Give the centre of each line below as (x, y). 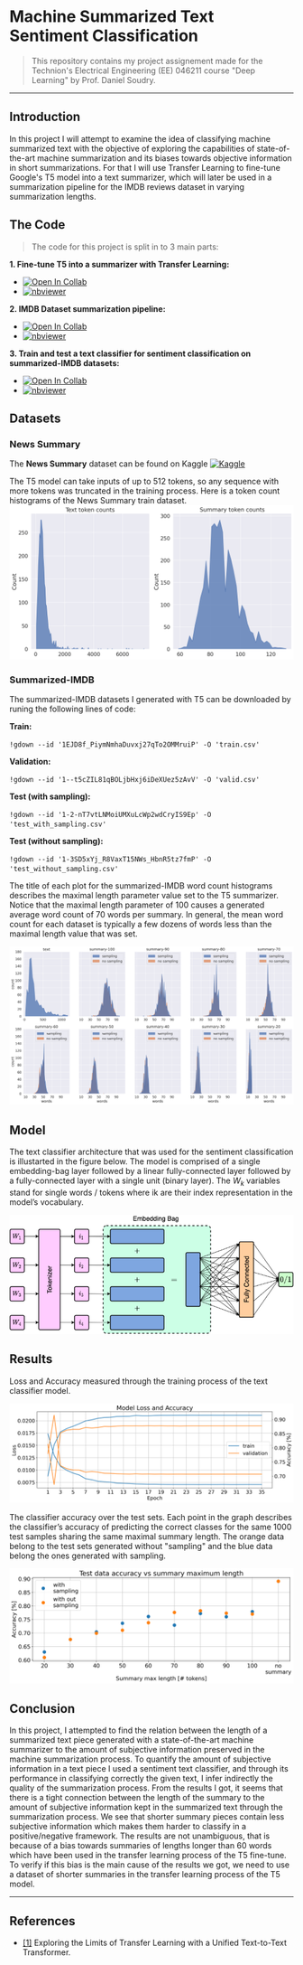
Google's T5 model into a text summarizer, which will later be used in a (141, 177)
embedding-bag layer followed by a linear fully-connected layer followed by (150, 1171)
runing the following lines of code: (73, 709)
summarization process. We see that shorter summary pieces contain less (147, 1817)
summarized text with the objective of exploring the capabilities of (132, 148)
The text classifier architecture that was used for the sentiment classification (151, 1152)
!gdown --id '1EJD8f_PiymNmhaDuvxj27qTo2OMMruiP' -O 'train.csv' (134, 745)
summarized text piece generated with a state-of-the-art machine (132, 1740)
